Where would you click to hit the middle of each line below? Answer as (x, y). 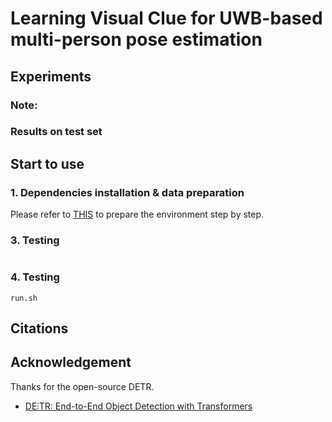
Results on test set (56, 132)
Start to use (47, 163)
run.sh (24, 298)
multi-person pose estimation (136, 39)
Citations (39, 328)
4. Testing (35, 277)
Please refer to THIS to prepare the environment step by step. (137, 214)
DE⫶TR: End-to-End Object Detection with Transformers (138, 406)
